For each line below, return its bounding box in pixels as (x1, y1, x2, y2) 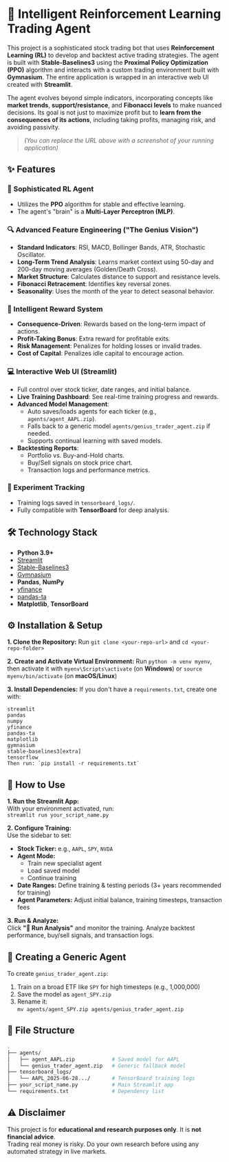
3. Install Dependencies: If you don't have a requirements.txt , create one (7, 685, 217, 693)
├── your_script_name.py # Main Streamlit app (7, 1081, 174, 1088)
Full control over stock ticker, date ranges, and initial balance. (17, 385, 191, 394)
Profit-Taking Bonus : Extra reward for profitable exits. (17, 334, 171, 343)
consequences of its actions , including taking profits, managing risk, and (7, 115, 216, 123)
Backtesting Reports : (17, 444, 79, 452)
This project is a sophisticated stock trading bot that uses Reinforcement (7, 43, 215, 52)
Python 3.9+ (17, 548, 54, 557)
